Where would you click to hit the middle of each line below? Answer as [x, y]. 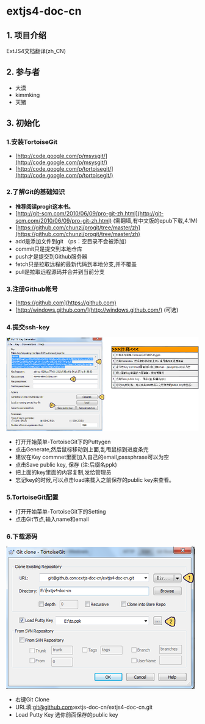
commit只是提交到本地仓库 [49, 249]
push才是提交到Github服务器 [51, 256]
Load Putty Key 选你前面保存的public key [67, 715]
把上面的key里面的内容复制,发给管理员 [63, 472]
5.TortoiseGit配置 [32, 497]
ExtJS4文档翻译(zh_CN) [36, 51]
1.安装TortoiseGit [32, 142]
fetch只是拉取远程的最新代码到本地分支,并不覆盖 [76, 264]
